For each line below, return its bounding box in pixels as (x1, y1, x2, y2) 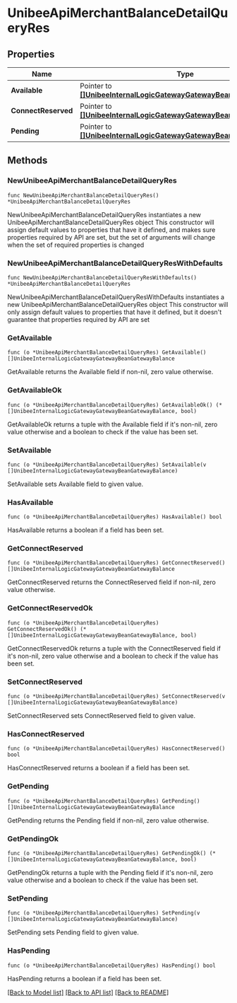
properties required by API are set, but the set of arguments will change (7, 233, 216, 241)
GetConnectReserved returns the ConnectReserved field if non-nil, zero (7, 578, 217, 586)
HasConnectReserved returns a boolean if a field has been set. (7, 764, 190, 772)
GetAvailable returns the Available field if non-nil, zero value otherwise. (7, 368, 214, 376)
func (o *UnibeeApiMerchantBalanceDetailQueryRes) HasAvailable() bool (7, 514, 222, 521)
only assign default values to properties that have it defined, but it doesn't (7, 308, 222, 316)
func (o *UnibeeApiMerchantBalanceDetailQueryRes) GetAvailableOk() (7, 401, 213, 408)
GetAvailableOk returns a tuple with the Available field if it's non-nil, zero (7, 419, 218, 429)
